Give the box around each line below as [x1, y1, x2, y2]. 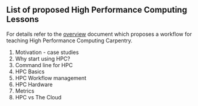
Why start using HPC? [15, 55, 70, 62]
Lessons [6, 15, 39, 25]
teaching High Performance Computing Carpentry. [6, 36, 132, 44]
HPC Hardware [15, 81, 53, 88]
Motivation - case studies [15, 48, 79, 56]
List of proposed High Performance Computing [6, 5, 187, 15]
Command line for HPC [15, 61, 73, 68]
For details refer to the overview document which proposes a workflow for [6, 30, 193, 38]
